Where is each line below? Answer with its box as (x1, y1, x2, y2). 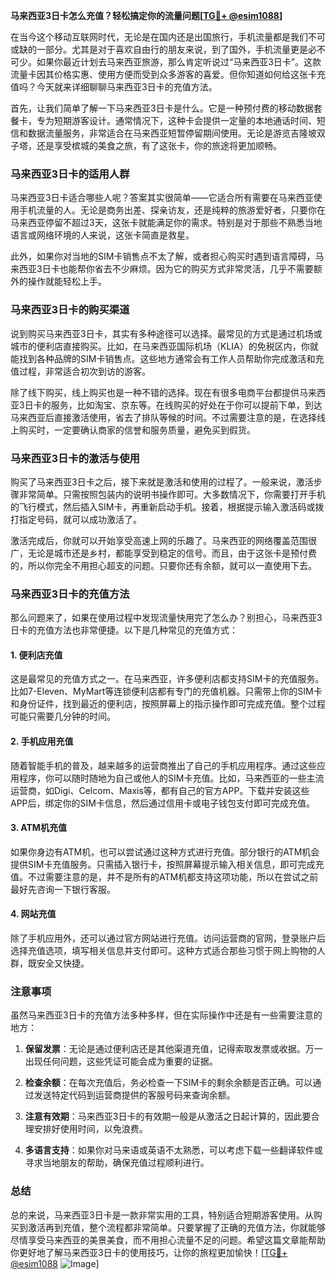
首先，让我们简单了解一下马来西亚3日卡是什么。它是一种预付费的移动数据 (10, 102, 314, 114)
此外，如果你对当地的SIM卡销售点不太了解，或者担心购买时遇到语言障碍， (10, 250, 316, 263)
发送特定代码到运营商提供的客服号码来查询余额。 (33, 1089, 236, 1101)
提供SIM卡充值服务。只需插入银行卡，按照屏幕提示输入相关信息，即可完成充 (10, 858, 325, 870)
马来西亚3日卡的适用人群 (10, 167, 130, 181)
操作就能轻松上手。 (27, 275, 107, 288)
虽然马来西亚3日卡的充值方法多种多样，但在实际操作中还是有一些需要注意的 (10, 1009, 323, 1021)
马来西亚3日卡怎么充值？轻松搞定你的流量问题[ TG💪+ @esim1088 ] (10, 10, 283, 21)
